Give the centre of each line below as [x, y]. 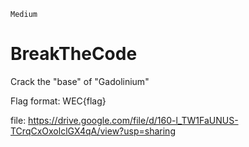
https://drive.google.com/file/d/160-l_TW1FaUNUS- [133, 120]
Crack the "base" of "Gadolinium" [80, 81]
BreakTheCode [74, 54]
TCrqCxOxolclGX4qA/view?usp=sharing [93, 131]
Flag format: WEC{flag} [58, 101]
